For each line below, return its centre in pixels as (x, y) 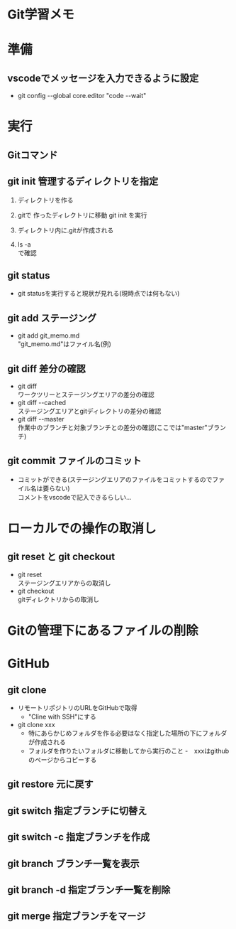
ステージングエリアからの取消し (64, 583)
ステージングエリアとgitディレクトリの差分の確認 (89, 411)
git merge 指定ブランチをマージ (77, 917)
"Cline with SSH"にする (62, 717)
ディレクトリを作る (45, 200)
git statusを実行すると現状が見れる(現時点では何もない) (99, 294)
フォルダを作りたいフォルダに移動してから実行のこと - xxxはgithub (129, 751)
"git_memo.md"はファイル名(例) (64, 344)
